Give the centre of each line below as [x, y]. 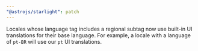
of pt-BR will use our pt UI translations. [54, 41]
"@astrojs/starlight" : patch [43, 12]
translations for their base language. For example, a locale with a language [99, 35]
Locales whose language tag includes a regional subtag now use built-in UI [99, 29]
